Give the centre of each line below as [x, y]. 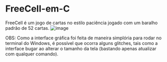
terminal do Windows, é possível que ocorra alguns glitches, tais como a [82, 43]
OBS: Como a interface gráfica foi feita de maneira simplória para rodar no [83, 38]
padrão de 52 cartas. [27, 28]
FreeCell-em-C [38, 9]
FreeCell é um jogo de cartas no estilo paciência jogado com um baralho [82, 23]
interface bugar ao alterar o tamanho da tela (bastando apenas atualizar [81, 48]
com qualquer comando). [32, 54]
